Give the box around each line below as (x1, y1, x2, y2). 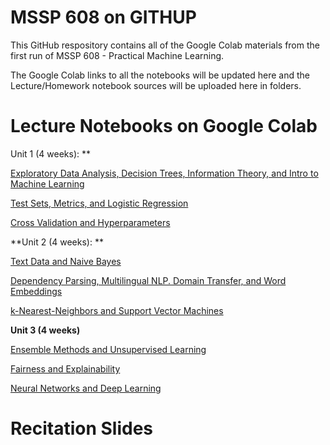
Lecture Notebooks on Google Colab (10, 115, 318, 138)
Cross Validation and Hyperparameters (10, 216, 171, 228)
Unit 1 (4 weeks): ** (10, 147, 92, 160)
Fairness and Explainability (10, 362, 121, 375)
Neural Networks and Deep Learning (10, 382, 162, 394)
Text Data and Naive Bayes (10, 255, 122, 267)
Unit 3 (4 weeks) (10, 324, 81, 336)
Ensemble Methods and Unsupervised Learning (10, 343, 207, 355)
